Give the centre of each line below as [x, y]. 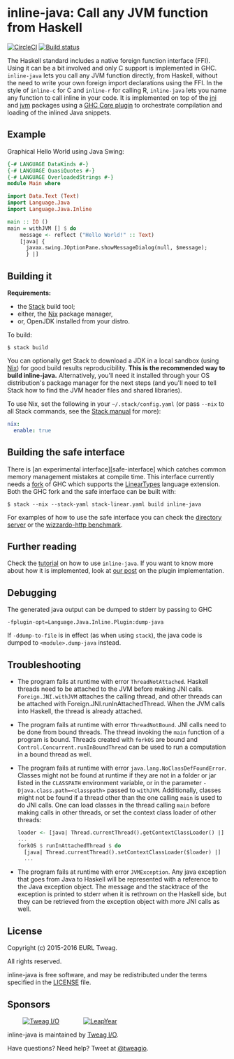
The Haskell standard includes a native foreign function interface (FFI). [109, 60]
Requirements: [29, 293]
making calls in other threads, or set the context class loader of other [117, 812]
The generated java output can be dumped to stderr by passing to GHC [110, 610]
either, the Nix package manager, [65, 314]
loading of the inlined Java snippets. [59, 112]
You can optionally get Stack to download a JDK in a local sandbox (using [113, 360]
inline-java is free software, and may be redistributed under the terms [107, 975]
